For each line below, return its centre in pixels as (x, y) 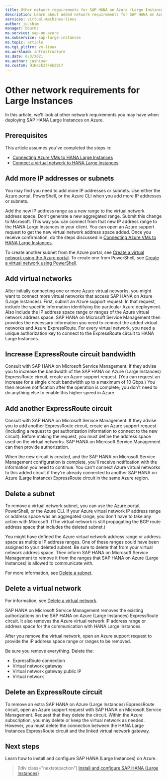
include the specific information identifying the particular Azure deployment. (83, 307)
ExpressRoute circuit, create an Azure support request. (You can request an (83, 377)
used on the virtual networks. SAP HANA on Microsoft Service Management (83, 442)
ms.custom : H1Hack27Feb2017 (34, 65)
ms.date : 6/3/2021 (24, 56)
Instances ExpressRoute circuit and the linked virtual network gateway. (78, 731)
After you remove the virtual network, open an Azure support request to (79, 636)
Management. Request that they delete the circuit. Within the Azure (74, 715)
